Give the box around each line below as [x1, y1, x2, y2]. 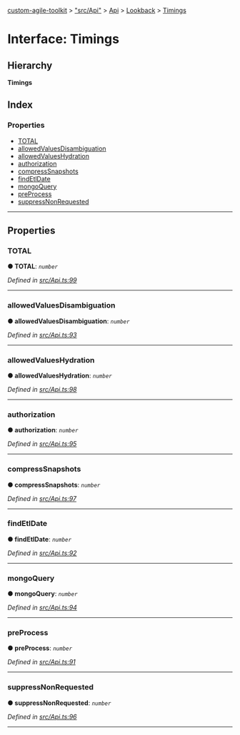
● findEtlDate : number [7, 534, 72, 543]
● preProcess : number [7, 644, 73, 652]
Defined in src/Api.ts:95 [7, 440, 77, 448]
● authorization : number [7, 426, 79, 435]
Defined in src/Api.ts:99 [7, 276, 77, 285]
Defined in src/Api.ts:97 [7, 494, 77, 502]
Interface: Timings [7, 31, 120, 47]
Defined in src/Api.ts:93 [7, 330, 77, 339]
